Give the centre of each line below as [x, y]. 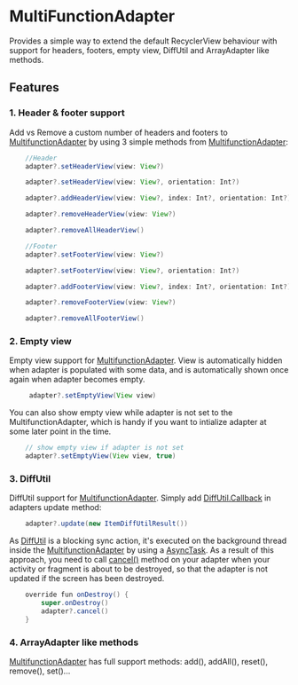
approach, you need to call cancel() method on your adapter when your [140, 560]
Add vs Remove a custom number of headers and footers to [118, 132]
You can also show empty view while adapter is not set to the [121, 413]
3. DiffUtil [30, 478]
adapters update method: [55, 508]
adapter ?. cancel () [75, 611]
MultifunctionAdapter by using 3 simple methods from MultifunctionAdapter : [149, 142]
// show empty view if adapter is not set [105, 448]
